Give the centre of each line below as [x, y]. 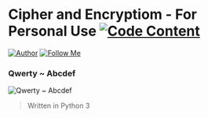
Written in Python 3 [58, 106]
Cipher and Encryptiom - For [103, 15]
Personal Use [52, 31]
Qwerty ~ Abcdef [42, 73]
